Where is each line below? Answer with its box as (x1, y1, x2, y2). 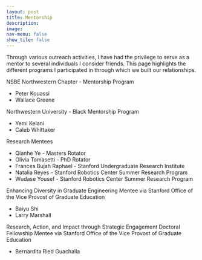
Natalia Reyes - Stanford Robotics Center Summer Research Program (15, 169, 188, 176)
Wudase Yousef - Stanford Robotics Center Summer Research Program (15, 175, 194, 182)
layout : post (6, 8, 39, 15)
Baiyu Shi (15, 205, 39, 212)
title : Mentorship (6, 15, 53, 21)
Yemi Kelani (15, 120, 44, 127)
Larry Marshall (15, 212, 51, 218)
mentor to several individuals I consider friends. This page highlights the (6, 60, 186, 67)
